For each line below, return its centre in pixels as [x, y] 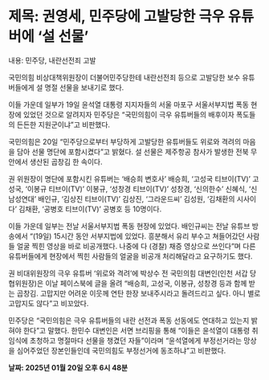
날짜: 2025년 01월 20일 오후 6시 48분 [68, 367]
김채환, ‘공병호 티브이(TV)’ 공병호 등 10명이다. [90, 209]
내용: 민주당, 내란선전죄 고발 [52, 60]
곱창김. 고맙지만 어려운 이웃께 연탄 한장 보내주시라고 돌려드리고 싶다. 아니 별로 [139, 293]
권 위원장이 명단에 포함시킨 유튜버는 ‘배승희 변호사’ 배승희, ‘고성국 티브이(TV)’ [130, 178]
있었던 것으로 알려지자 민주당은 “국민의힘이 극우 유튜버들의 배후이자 [128, 114]
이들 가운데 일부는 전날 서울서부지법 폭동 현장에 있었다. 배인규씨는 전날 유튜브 [129, 226]
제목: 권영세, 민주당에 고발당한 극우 [116, 16]
